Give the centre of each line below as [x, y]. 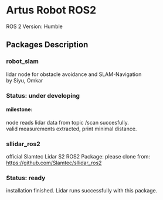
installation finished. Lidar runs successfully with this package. [82, 191]
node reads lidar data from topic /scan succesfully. [67, 122]
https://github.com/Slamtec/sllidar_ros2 [54, 163]
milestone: [19, 109]
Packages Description [47, 45]
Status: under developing [43, 95]
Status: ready [26, 178]
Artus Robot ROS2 [51, 10]
